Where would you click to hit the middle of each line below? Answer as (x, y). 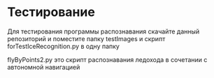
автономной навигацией (44, 67)
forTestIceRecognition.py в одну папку (64, 46)
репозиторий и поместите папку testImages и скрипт (86, 38)
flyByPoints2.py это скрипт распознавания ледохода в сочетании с (107, 59)
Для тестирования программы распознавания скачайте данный (104, 31)
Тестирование (51, 12)
